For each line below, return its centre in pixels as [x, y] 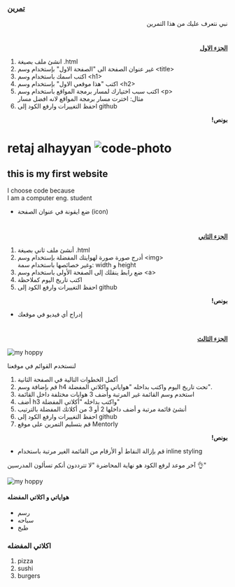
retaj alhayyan [50, 148]
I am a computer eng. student [50, 198]
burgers [29, 576]
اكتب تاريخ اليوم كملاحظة [50, 279]
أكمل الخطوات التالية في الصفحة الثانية [67, 379]
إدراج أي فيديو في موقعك [50, 314]
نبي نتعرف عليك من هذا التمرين [187, 24]
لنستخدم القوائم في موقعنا [42, 366]
